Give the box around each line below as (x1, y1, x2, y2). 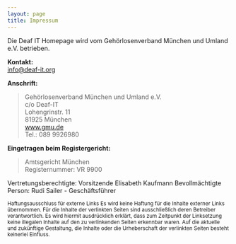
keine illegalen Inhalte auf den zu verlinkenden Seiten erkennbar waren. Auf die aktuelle (7, 219, 220, 226)
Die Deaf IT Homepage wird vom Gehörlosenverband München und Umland (7, 36, 228, 45)
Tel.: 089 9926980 (24, 130, 80, 139)
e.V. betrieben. (7, 44, 50, 52)
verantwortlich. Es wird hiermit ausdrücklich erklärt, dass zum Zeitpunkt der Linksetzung (7, 212, 223, 219)
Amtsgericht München (24, 157, 90, 166)
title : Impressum (7, 17, 59, 24)
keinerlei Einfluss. (7, 231, 51, 238)
